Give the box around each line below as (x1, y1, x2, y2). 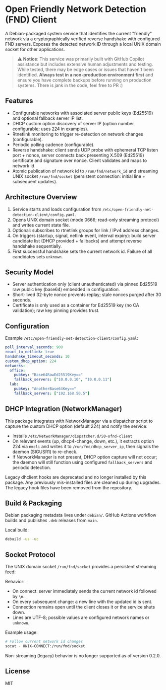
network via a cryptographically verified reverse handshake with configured (5, 36, 160, 42)
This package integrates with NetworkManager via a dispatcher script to (5, 418, 153, 424)
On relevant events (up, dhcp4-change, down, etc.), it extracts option (12, 438, 155, 444)
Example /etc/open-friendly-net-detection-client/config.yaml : (5, 335, 139, 341)
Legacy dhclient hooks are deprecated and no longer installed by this (5, 474, 147, 480)
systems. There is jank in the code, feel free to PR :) (17, 82, 123, 88)
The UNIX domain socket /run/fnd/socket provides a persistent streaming (5, 564, 157, 570)
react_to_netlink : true (5, 349, 55, 355)
